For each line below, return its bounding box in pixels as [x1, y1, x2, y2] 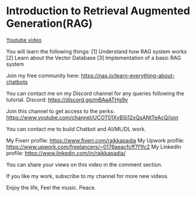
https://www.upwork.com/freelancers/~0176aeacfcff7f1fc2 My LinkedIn [6, 143, 181, 150]
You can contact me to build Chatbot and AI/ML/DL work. [6, 125, 147, 132]
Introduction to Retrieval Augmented [6, 4, 191, 18]
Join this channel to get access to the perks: [6, 107, 115, 115]
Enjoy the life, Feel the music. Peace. [6, 184, 96, 191]
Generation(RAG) [6, 17, 93, 30]
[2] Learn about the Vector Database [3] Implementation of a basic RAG [6, 54, 181, 61]
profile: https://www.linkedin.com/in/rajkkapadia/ [6, 150, 126, 157]
